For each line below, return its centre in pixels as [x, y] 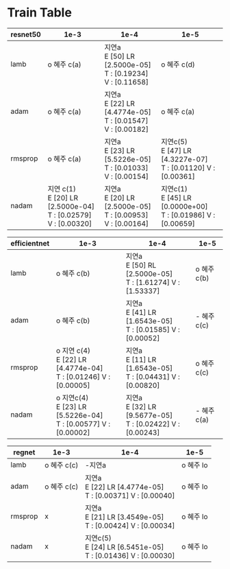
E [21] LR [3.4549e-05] [125, 517]
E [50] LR [119, 56]
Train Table [39, 13]
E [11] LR [141, 360]
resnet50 [26, 34]
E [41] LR [141, 312]
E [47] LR [176, 150]
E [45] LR [176, 198]
